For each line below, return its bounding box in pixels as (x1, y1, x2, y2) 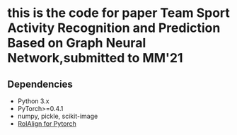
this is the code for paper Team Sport (7, 5, 230, 21)
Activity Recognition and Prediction (7, 20, 221, 36)
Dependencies (7, 78, 73, 90)
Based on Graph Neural (7, 35, 146, 51)
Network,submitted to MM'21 (7, 50, 183, 66)
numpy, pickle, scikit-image (17, 112, 98, 120)
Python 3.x (17, 97, 50, 105)
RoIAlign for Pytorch (17, 119, 76, 128)
